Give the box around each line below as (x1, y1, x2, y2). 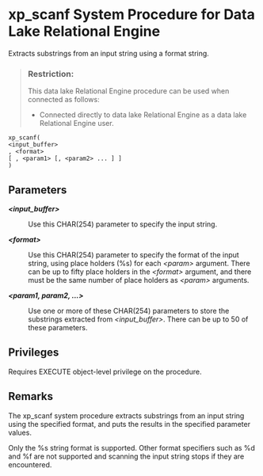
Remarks (8, 390, 54, 403)
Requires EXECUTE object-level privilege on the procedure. (8, 367, 202, 376)
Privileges (8, 346, 59, 360)
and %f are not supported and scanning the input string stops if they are (8, 451, 245, 461)
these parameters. (28, 323, 88, 333)
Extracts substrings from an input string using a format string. (8, 48, 210, 58)
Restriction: (27, 68, 74, 79)
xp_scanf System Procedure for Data (8, 6, 255, 24)
